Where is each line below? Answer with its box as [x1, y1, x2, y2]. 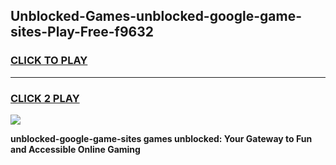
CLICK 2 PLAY [10, 91, 80, 105]
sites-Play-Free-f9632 [10, 24, 155, 41]
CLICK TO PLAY [10, 54, 88, 68]
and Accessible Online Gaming [10, 143, 141, 155]
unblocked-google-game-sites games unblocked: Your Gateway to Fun [10, 132, 313, 144]
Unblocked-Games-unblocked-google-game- [10, 8, 302, 25]
